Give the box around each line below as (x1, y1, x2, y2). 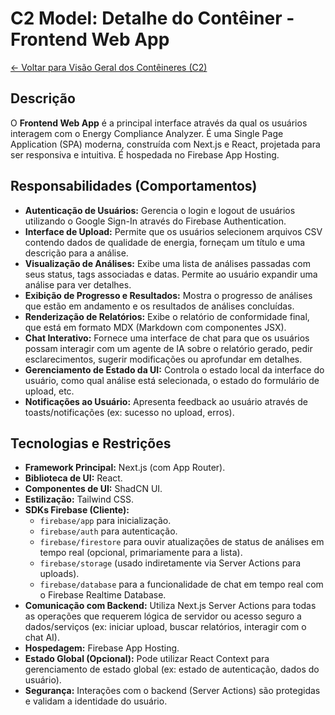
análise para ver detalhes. (24, 278, 132, 291)
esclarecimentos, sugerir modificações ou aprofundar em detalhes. (24, 353, 303, 365)
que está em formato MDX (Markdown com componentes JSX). (24, 321, 287, 333)
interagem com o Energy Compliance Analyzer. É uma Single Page (10, 127, 284, 139)
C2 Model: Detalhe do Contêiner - (10, 7, 295, 30)
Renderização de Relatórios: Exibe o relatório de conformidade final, (24, 310, 310, 322)
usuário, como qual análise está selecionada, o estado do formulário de (24, 374, 320, 386)
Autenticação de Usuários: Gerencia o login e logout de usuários (24, 204, 296, 216)
